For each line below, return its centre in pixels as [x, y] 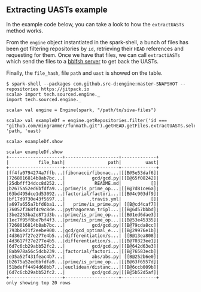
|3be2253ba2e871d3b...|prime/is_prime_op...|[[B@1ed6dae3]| [83, 215]
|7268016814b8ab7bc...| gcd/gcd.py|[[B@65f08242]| [83, 178]
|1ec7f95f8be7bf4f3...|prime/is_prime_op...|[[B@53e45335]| [83, 220]
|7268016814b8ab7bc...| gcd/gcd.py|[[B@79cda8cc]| [83, 225]
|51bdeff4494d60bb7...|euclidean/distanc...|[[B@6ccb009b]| [83, 267]
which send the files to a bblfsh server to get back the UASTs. [83, 61]
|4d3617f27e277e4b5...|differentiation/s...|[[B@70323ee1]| [83, 241]
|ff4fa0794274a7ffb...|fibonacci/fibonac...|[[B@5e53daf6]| [83, 173]
